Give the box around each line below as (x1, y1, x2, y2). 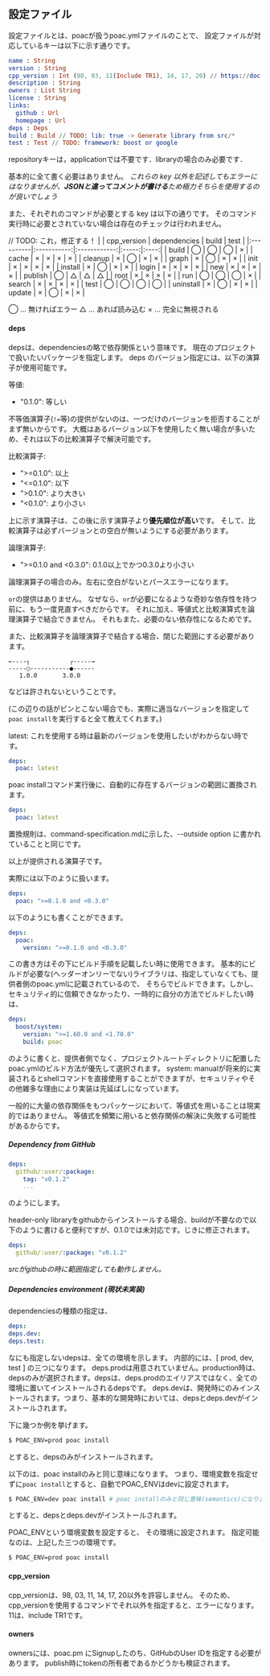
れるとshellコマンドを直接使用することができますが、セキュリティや (22, 1073, 249, 1083)
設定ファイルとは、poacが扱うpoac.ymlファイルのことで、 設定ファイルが (8, 31, 255, 40)
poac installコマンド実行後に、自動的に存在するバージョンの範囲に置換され (8, 780, 257, 790)
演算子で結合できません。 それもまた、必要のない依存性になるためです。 (14, 614, 256, 624)
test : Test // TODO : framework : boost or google (8, 139, 178, 147)
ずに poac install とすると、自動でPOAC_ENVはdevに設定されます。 (8, 1479, 234, 1488)
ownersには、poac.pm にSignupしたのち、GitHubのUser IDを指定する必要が (8, 1648, 262, 1657)
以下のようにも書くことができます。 (8, 912, 128, 922)
